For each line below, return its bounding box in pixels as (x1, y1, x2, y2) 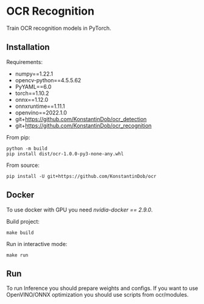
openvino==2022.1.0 (15, 108, 67, 116)
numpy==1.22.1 (15, 70, 54, 77)
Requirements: (6, 58, 43, 65)
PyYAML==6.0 (15, 83, 52, 90)
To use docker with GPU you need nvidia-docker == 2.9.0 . (6, 206, 153, 213)
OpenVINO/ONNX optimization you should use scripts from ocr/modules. (6, 291, 189, 299)
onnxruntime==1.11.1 (15, 102, 65, 110)
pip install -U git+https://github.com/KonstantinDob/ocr (6, 173, 157, 179)
